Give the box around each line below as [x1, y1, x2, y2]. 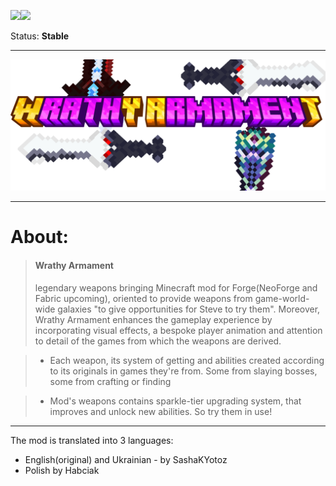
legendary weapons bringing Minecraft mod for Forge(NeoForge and [34, 281, 318, 294]
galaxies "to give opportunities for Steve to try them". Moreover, [57, 303, 321, 315]
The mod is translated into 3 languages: [10, 434, 174, 446]
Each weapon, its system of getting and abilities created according [49, 354, 325, 366]
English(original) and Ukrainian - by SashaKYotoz [24, 453, 228, 465]
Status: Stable [10, 30, 70, 42]
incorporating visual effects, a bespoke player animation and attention [34, 324, 323, 336]
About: [10, 226, 69, 249]
